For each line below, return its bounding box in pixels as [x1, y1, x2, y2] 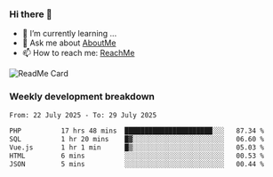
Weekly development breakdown [9, 91, 156, 103]
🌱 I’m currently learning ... [21, 28, 117, 39]
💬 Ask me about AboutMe [21, 37, 116, 48]
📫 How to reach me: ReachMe [21, 48, 135, 59]
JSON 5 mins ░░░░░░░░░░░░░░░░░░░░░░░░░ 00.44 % [9, 159, 265, 168]
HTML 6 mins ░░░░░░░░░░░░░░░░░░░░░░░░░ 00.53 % [9, 151, 265, 161]
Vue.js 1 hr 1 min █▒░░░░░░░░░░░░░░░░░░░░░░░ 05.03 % [9, 143, 265, 152]
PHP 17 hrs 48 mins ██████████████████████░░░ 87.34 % [9, 126, 265, 136]
